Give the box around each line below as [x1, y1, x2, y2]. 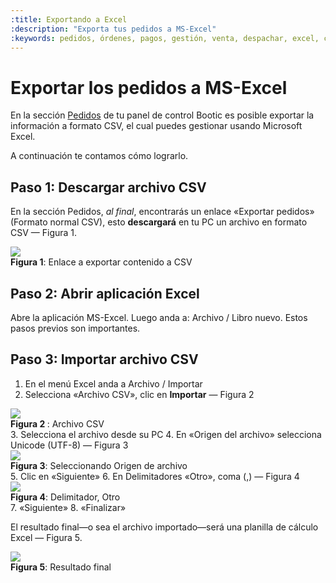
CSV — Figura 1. [10, 227, 78, 239]
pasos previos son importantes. [10, 322, 141, 334]
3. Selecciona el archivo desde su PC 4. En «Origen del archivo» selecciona [10, 428, 322, 440]
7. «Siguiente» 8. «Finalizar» [10, 501, 127, 513]
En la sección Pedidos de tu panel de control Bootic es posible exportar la [10, 109, 315, 121]
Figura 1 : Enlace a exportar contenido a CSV [10, 256, 193, 268]
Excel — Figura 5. [10, 531, 83, 543]
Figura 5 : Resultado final [10, 561, 112, 573]
